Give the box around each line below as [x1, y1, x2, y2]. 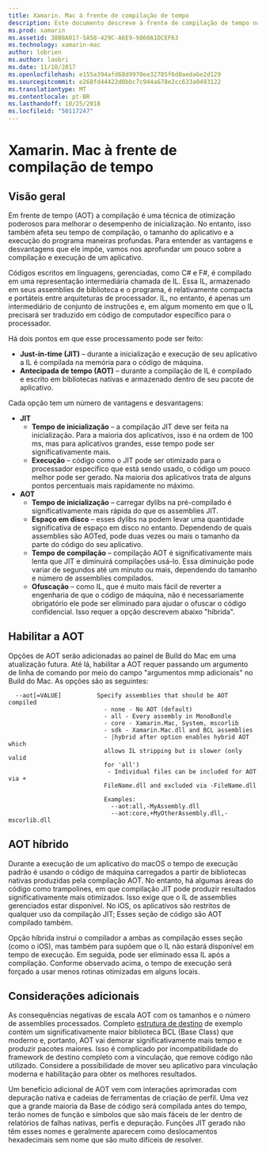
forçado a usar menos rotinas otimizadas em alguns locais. [8, 967, 200, 976]
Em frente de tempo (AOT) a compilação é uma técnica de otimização [8, 211, 236, 220]
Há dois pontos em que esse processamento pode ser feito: [8, 334, 203, 343]
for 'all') [104, 761, 140, 769]
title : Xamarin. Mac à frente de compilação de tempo [8, 11, 190, 20]
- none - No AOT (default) [104, 705, 193, 713]
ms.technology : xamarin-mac [8, 41, 101, 49]
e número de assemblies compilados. [31, 573, 154, 583]
